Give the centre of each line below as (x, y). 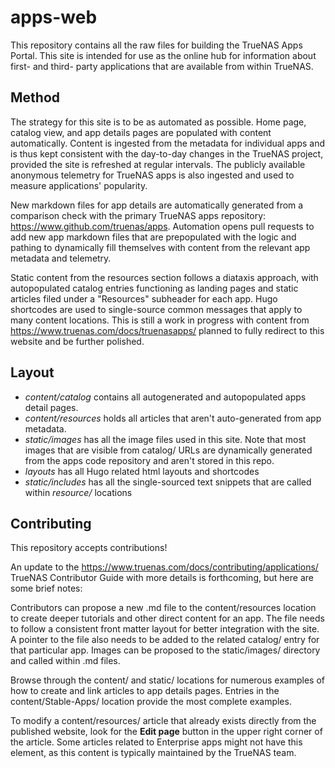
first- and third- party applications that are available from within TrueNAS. (162, 66)
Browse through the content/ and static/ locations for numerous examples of (167, 680)
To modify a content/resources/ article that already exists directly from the (163, 721)
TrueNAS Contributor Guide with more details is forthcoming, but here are (162, 578)
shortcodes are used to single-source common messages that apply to (156, 309)
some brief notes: (46, 588)
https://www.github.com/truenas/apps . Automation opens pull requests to (162, 226)
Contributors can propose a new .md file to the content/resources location (163, 608)
